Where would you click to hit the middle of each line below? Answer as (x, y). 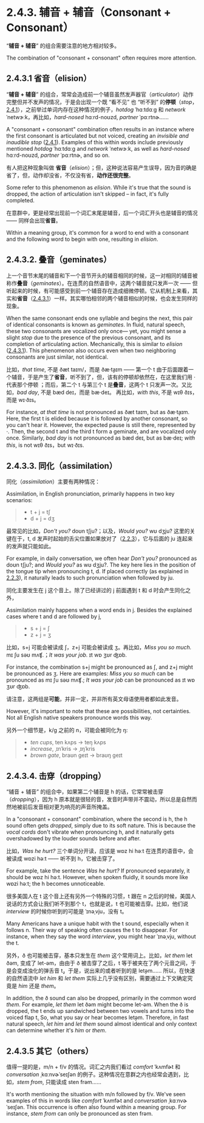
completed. (20, 200)
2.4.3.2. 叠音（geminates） (59, 260)
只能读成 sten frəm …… (73, 1082)
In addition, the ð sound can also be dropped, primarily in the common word (101, 998)
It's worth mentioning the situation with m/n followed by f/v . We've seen (96, 1094)
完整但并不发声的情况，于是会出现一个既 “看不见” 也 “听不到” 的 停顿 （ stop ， (102, 102)
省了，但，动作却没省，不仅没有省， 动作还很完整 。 (70, 175)
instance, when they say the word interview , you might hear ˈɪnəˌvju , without (101, 936)
